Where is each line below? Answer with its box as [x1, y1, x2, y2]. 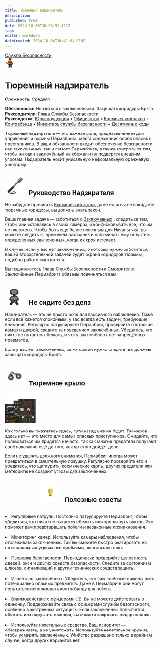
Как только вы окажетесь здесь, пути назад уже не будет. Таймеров [5, 428, 147, 434]
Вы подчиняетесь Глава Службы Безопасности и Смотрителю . [5, 266, 135, 272]
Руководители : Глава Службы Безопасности [5, 111, 99, 116]
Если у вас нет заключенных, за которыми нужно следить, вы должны [5, 347, 151, 352]
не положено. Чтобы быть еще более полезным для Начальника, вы [5, 226, 147, 233]
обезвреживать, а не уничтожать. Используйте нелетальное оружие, [5, 627, 149, 633]
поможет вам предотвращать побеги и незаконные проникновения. [5, 524, 147, 530]
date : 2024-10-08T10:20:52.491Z [5, 23, 70, 28]
